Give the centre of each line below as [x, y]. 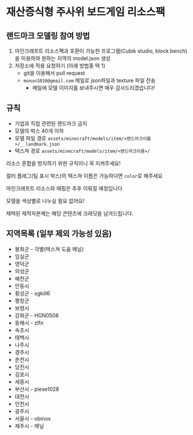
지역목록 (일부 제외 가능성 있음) [59, 234]
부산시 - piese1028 [37, 389]
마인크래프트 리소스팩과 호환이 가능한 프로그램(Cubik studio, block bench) [101, 51]
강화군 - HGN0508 [36, 315]
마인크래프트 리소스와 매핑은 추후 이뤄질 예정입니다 [64, 188]
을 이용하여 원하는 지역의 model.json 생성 [62, 58]
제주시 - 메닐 [29, 426]
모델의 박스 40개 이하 [39, 131]
